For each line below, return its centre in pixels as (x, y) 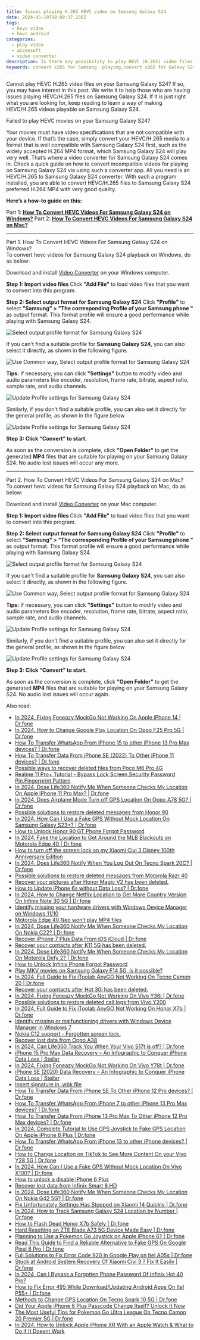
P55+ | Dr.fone (33, 1294)
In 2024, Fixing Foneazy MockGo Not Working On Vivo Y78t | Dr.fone (99, 1065)
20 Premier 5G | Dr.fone (44, 1319)
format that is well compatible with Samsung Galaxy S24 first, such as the (96, 145)
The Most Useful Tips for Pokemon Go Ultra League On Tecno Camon (100, 1312)
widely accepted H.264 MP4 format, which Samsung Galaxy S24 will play (96, 151)
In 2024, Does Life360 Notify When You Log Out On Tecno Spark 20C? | (103, 863)
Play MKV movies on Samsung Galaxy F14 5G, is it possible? (89, 971)
